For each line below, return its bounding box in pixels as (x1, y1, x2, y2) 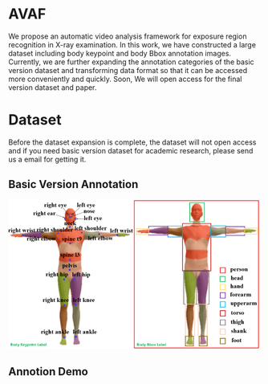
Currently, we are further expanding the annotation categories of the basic (8, 57, 254, 67)
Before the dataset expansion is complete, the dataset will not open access (8, 137, 257, 147)
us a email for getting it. (8, 154, 87, 164)
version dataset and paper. (8, 82, 97, 92)
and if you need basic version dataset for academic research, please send (8, 145, 254, 155)
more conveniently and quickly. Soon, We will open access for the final (8, 74, 242, 84)
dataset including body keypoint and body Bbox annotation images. (8, 48, 231, 58)
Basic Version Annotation (8, 178, 139, 191)
